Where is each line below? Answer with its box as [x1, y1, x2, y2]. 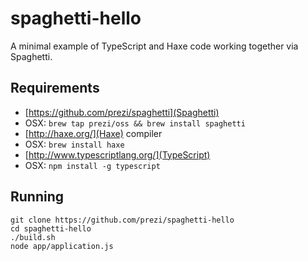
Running [10, 188, 65, 206]
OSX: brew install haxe [24, 138, 125, 150]
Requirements [10, 80, 100, 97]
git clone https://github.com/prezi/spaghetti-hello [10, 215, 235, 225]
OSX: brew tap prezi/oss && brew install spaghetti [24, 117, 246, 129]
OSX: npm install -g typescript [24, 159, 161, 171]
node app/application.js [10, 241, 114, 251]
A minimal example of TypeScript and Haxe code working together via [10, 40, 299, 52]
